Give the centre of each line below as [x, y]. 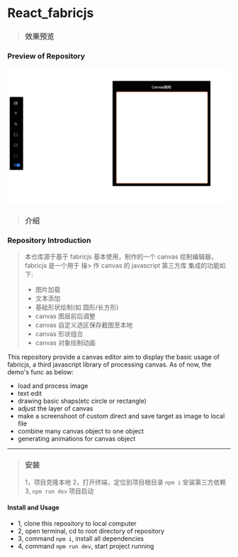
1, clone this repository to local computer [77, 523]
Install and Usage [34, 508]
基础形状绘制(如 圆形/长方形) [77, 308]
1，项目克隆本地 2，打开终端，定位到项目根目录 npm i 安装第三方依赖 [125, 482]
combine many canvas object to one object [80, 431]
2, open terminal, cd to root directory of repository [91, 531]
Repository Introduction [49, 240]
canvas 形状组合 [59, 334]
